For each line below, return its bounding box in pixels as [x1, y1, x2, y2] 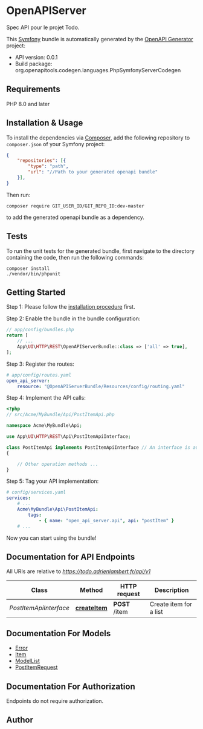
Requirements [6, 84, 60, 95]
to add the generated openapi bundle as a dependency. [6, 213, 145, 221]
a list [149, 608, 163, 616]
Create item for [149, 600, 193, 608]
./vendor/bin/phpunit [6, 270, 61, 277]
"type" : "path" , [28, 163, 69, 170]
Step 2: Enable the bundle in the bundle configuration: [6, 315, 141, 322]
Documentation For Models [6, 628, 111, 639]
